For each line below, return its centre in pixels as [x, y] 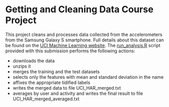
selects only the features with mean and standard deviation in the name [88, 77]
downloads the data [34, 60]
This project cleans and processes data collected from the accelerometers [84, 34]
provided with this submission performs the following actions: [70, 51]
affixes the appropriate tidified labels [51, 82]
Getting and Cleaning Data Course [79, 9]
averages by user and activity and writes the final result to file [78, 93]
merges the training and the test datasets [56, 71]
